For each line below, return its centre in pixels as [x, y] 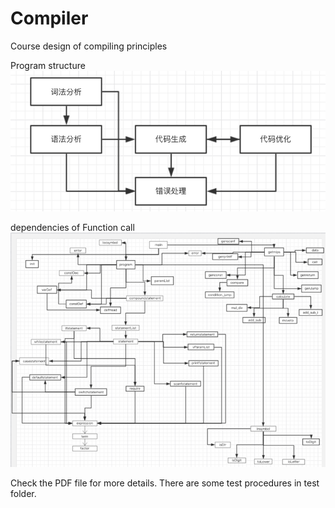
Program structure [48, 65]
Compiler [49, 18]
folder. [23, 493]
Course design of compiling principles [89, 46]
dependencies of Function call [72, 227]
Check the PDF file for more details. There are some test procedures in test [165, 483]
